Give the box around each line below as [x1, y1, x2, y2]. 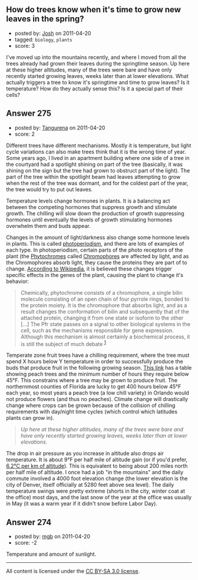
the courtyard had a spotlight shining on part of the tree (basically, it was [6, 161, 183, 168]
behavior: [6, 278, 29, 285]
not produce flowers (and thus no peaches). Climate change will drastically [6, 396, 189, 403]
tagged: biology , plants [14, 35, 72, 43]
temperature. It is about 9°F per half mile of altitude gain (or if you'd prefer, [6, 456, 188, 463]
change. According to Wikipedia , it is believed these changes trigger [6, 265, 172, 272]
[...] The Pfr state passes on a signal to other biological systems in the [20, 320, 190, 327]
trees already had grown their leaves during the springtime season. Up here [6, 60, 190, 67]
